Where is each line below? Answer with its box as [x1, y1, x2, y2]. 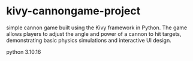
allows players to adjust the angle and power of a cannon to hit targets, [6, 30, 182, 37]
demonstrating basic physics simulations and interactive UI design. [6, 36, 172, 44]
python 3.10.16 [6, 48, 41, 55]
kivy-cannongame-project [6, 4, 141, 18]
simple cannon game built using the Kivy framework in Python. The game [6, 24, 188, 31]
